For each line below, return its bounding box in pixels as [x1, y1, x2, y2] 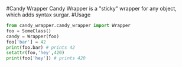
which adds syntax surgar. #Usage [6, 11, 91, 18]
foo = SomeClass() [6, 28, 51, 34]
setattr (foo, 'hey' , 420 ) [6, 50, 65, 56]
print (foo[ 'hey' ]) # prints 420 [6, 55, 86, 61]
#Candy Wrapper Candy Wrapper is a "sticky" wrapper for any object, [6, 5, 177, 12]
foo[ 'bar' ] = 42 [6, 39, 46, 45]
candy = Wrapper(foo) [6, 33, 60, 39]
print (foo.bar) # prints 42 [6, 44, 76, 51]
